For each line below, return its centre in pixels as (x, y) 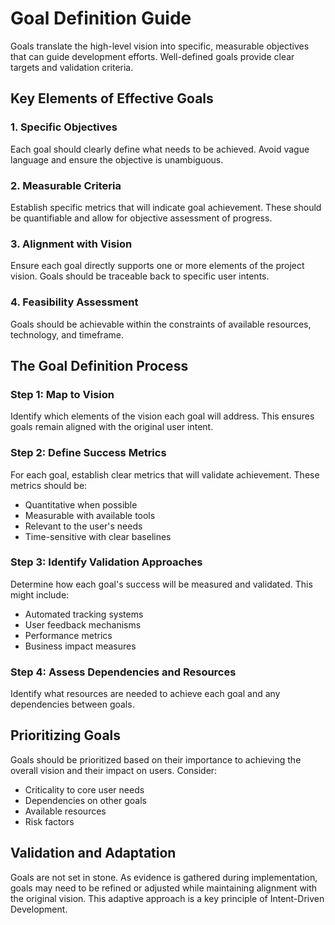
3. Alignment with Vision (71, 244)
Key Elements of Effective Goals (112, 98)
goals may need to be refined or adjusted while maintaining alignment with (164, 888)
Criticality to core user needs (84, 789)
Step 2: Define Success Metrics (88, 453)
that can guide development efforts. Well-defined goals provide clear (152, 56)
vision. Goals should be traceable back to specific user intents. (140, 276)
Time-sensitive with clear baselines (98, 536)
